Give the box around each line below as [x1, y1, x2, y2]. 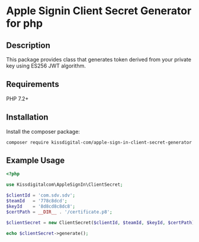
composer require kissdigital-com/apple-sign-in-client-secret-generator [6, 139, 192, 146]
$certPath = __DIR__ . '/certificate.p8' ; [6, 209, 113, 215]
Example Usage [6, 156, 65, 166]
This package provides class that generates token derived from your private [6, 56, 191, 63]
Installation [6, 112, 49, 122]
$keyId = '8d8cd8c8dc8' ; [6, 203, 76, 209]
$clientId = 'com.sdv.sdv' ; [6, 192, 76, 199]
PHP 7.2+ [6, 95, 29, 102]
